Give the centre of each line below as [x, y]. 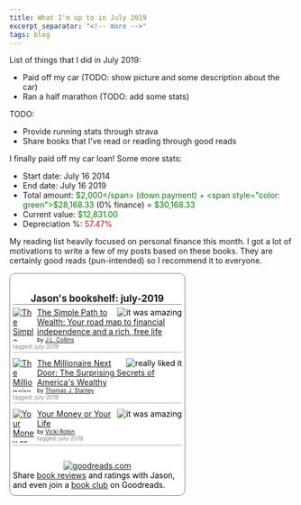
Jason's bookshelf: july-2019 [97, 298]
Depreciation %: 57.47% [67, 224]
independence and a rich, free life [100, 331]
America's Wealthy [72, 382]
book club [89, 484]
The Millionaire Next [74, 363]
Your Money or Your [74, 413]
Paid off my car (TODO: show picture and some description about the [151, 78]
